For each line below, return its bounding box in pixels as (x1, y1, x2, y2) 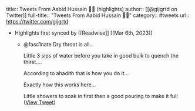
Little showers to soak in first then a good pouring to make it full (23, 93, 178, 99)
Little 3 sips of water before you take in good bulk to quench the (23, 52, 179, 59)
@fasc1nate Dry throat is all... (23, 41, 94, 48)
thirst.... (23, 59, 42, 65)
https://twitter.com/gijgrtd (6, 18, 69, 25)
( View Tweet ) (23, 99, 56, 106)
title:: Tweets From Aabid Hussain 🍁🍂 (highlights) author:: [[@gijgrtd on (6, 6, 177, 12)
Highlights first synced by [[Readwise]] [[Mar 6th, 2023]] (14, 29, 153, 36)
